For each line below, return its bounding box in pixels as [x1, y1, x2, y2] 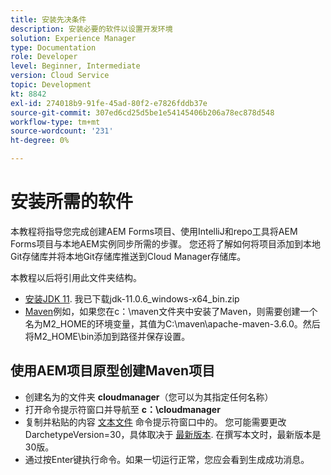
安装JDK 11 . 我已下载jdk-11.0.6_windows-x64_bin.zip [24, 292, 240, 305]
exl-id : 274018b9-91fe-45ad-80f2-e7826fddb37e [10, 98, 208, 108]
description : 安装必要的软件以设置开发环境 [10, 24, 173, 34]
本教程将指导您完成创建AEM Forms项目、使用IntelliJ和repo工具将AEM [10, 225, 298, 237]
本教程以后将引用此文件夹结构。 [10, 271, 142, 283]
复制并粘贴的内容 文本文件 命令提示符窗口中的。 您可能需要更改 [24, 416, 287, 428]
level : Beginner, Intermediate [10, 61, 141, 71]
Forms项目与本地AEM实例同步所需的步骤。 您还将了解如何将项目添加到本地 [10, 237, 321, 250]
